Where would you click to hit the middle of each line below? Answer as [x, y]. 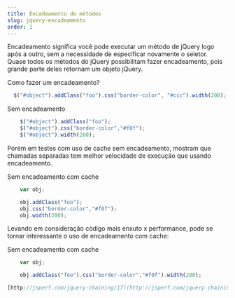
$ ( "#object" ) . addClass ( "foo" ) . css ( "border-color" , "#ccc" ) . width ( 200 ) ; [120, 95]
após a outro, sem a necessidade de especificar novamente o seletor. [108, 54]
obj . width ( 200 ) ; [44, 215]
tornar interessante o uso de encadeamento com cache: [88, 236]
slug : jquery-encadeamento [47, 20]
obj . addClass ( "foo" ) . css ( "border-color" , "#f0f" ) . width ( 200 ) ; [111, 275]
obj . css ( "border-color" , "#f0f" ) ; [69, 209]
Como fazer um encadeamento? [54, 83]
